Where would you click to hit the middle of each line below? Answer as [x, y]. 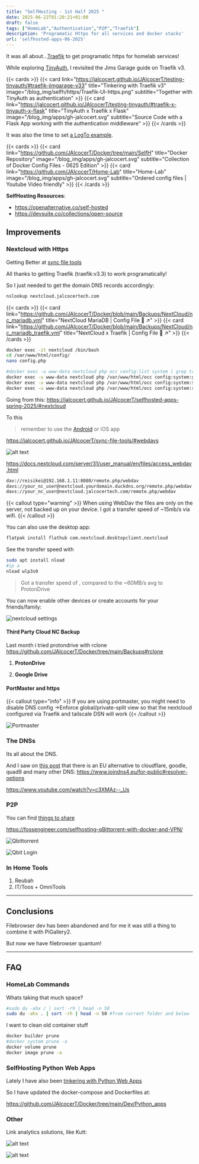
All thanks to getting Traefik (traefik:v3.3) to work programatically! [86, 273]
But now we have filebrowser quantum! [54, 943]
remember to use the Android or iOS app [70, 429]
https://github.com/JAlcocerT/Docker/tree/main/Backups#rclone [85, 652]
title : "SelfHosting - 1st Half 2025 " [55, 12]
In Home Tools [27, 868]
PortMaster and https [33, 688]
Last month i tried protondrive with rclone [57, 645]
